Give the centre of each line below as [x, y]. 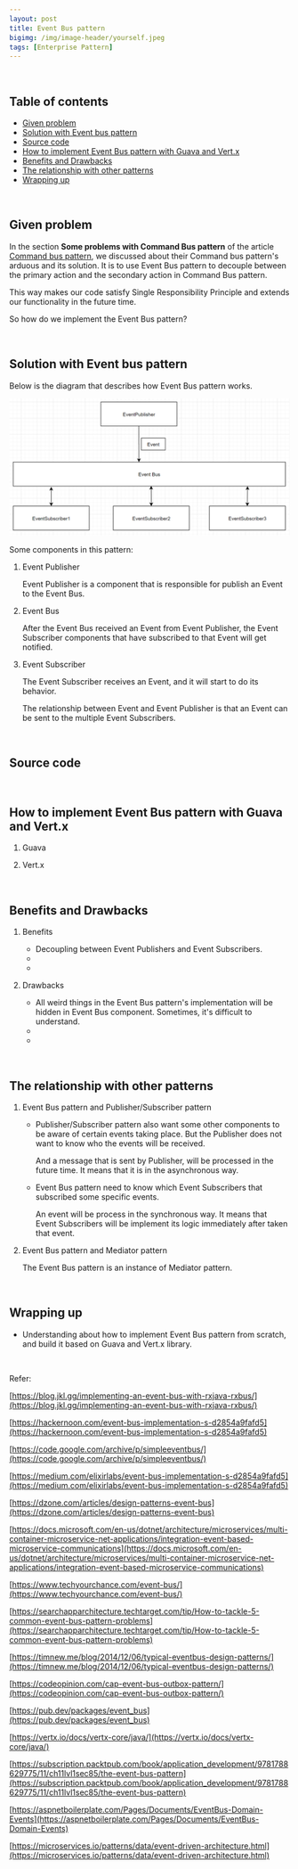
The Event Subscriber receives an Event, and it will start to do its [140, 681]
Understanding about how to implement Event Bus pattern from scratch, [154, 1334]
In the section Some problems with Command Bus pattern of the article [141, 246]
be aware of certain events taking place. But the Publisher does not [159, 1134]
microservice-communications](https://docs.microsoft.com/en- [125, 1548]
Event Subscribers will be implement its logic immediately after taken [161, 1224]
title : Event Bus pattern [57, 28]
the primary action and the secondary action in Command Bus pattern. [138, 275]
